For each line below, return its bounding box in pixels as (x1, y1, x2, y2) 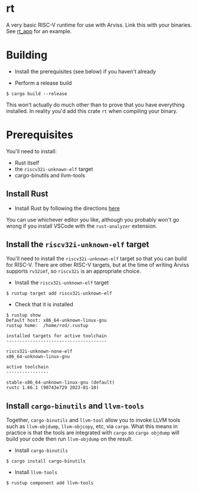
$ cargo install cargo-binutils (6, 458, 86, 464)
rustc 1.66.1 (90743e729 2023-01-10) (6, 385, 99, 391)
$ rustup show (6, 312, 41, 318)
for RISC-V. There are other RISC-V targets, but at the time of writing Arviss (6, 261, 189, 268)
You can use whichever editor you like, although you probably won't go (6, 216, 179, 223)
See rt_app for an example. (6, 27, 72, 34)
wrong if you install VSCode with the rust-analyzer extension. (6, 222, 158, 229)
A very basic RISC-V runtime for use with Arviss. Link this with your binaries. (6, 21, 192, 28)
